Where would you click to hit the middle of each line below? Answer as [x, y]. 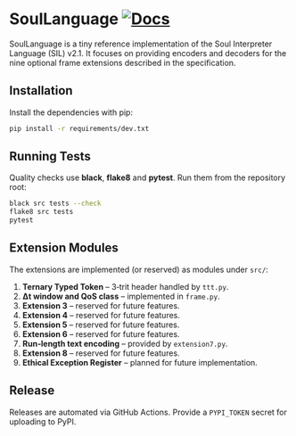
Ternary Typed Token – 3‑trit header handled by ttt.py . [125, 286]
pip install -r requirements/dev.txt [79, 128]
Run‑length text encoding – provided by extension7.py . [125, 343]
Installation [41, 90]
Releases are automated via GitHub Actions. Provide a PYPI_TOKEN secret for [148, 412]
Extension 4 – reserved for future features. [101, 315]
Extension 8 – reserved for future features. [101, 353]
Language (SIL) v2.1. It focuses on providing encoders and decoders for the [148, 53]
